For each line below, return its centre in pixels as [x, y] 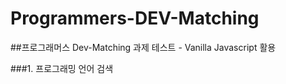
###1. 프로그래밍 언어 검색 [62, 68]
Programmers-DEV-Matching [135, 18]
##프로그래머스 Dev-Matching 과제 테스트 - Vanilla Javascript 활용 [143, 47]
